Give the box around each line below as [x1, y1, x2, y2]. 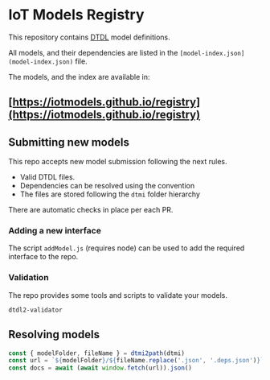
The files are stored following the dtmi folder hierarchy [19, 189, 201, 199]
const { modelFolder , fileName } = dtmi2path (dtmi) [8, 349, 185, 357]
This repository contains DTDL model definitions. [8, 32, 170, 42]
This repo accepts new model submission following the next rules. [8, 157, 227, 167]
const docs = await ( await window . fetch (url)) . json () [8, 364, 193, 372]
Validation [8, 272, 50, 283]
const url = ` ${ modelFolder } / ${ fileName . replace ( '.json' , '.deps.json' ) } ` [8, 357, 264, 365]
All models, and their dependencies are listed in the [8, 47, 178, 57]
